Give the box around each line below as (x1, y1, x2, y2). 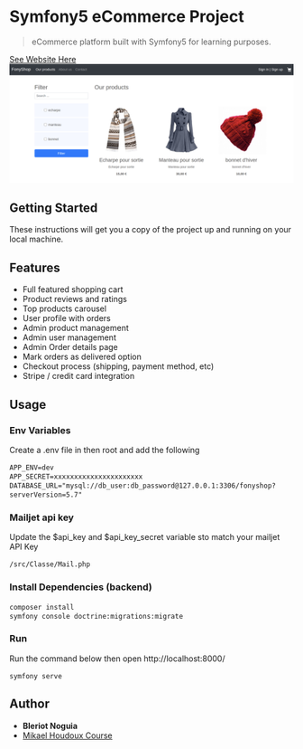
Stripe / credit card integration (22, 371, 135, 382)
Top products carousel (22, 303, 106, 314)
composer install (9, 602, 75, 612)
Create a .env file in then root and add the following (9, 444, 200, 455)
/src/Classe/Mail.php (9, 560, 91, 569)
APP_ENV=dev (9, 463, 54, 472)
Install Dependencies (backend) (9, 581, 153, 593)
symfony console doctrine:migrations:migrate (9, 612, 183, 621)
